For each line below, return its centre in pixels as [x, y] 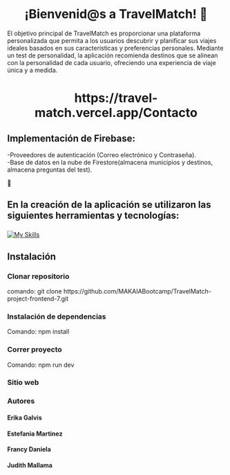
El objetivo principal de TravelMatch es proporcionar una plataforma [104, 33]
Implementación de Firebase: [71, 138]
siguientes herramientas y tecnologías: [93, 216]
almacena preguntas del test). [50, 170]
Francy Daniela [29, 449]
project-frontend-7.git [38, 298]
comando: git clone [35, 291]
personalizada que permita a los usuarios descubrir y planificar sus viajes [112, 40]
